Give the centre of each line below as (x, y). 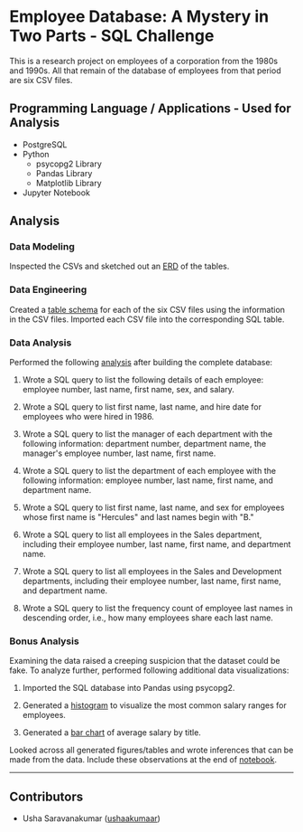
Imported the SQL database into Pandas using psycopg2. (129, 688)
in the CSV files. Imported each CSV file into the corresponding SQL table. (147, 319)
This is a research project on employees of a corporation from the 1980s (143, 61)
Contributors (46, 796)
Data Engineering (48, 289)
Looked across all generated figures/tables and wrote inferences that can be (151, 750)
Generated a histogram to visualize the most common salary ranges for (154, 705)
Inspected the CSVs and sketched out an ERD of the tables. (119, 266)
